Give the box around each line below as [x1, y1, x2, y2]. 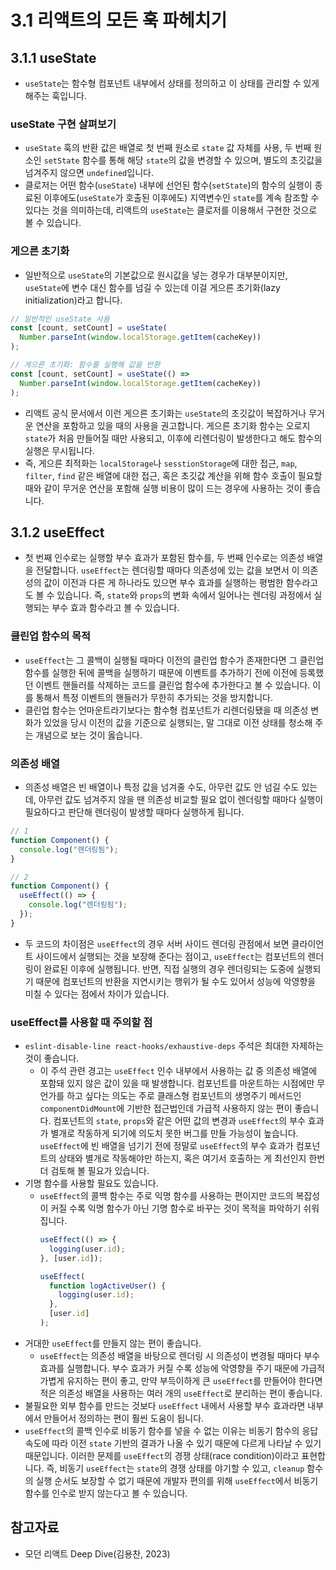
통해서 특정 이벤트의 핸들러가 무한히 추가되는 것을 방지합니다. [35, 691, 273, 703]
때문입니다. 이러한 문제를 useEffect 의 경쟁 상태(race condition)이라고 [24, 1449, 300, 1461]
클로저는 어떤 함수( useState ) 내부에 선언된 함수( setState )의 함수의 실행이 [24, 179, 313, 191]
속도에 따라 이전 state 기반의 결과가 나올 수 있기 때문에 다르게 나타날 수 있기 [24, 1437, 322, 1449]
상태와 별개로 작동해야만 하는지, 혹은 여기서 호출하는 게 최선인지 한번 [58, 1152, 326, 1165]
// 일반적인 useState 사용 [10, 314, 110, 324]
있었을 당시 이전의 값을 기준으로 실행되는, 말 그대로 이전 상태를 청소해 [43, 716, 313, 728]
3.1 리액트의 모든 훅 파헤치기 [10, 9, 228, 32]
